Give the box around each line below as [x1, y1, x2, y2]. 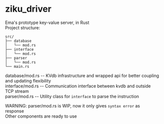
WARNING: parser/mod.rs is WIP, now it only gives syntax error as [5, 103, 141, 108]
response [5, 108, 24, 114]
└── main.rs [5, 64, 29, 69]
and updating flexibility [5, 78, 51, 83]
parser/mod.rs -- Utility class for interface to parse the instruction [5, 93, 140, 99]
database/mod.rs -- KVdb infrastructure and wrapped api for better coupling [5, 72, 159, 79]
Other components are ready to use [5, 113, 77, 119]
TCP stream [5, 88, 29, 94]
